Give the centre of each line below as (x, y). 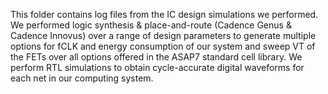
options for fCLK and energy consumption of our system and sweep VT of (163, 46)
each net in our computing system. (82, 78)
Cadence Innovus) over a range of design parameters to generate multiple (163, 35)
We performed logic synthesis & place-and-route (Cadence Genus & (151, 25)
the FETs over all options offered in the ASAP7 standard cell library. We (156, 57)
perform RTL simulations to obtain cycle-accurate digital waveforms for (157, 67)
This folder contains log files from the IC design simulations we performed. (164, 14)
